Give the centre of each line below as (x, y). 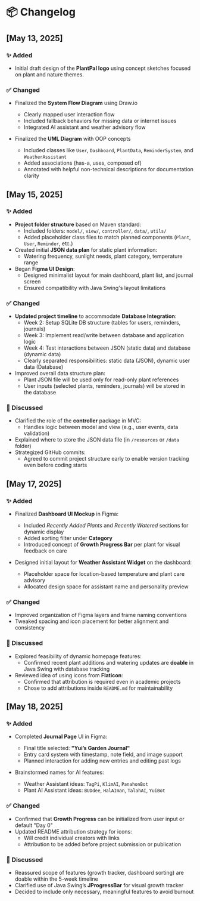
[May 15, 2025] (35, 194)
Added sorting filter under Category (68, 538)
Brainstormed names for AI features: (59, 772)
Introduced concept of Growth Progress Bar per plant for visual (102, 545)
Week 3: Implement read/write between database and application (104, 335)
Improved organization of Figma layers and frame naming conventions (101, 615)
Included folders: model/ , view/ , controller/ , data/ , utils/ (95, 230)
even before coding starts (55, 465)
